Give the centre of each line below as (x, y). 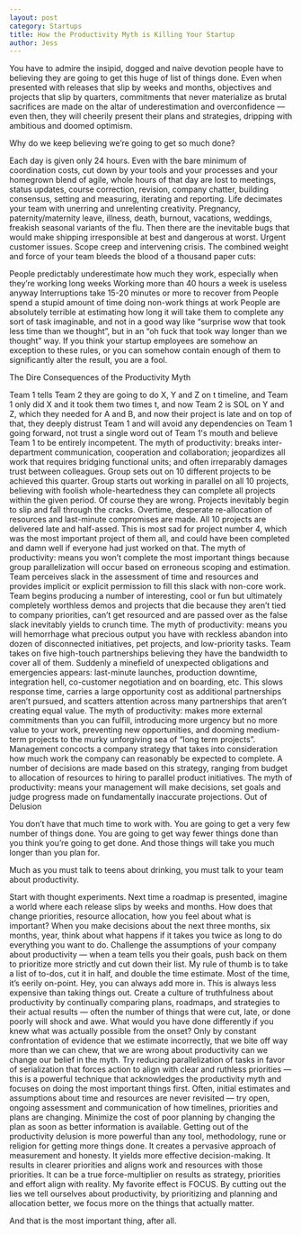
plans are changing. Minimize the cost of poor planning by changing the (142, 1117)
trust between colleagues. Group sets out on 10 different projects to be (140, 472)
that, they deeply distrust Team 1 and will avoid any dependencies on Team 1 (151, 423)
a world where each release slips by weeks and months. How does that (141, 907)
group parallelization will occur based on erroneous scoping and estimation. (150, 568)
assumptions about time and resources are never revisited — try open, (140, 1098)
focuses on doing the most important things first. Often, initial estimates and (150, 1089)
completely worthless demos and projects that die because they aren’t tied (148, 605)
